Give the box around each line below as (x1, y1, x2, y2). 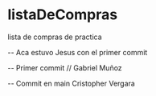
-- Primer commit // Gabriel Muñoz (7, 62, 122, 73)
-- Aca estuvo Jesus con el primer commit (7, 47, 148, 57)
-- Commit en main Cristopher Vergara (7, 78, 136, 88)
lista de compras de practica (7, 32, 102, 42)
